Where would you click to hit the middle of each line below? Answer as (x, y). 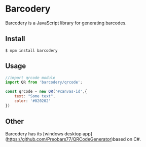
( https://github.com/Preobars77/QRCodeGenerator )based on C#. (73, 139)
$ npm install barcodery (31, 50)
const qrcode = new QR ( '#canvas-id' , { (46, 92)
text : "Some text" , (35, 96)
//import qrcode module (30, 78)
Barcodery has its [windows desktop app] (49, 134)
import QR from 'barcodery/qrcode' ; (44, 82)
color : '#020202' (33, 101)
